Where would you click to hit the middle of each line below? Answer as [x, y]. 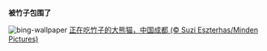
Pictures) [23, 39]
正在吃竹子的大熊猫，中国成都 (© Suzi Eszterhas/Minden [163, 30]
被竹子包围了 [30, 13]
